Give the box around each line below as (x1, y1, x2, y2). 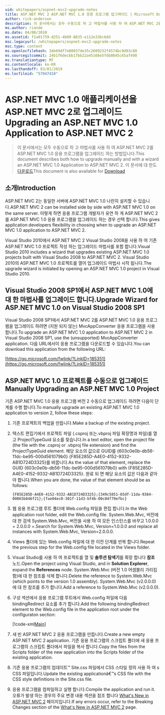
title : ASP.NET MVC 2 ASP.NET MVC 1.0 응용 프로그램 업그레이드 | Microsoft (5, 12, 155, 17)
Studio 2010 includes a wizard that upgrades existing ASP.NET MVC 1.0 (5, 249, 150, 255)
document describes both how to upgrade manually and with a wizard (17, 156, 159, 162)
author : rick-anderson (5, 16, 52, 21)
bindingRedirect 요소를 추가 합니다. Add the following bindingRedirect (12, 601, 150, 607)
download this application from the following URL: (5, 346, 106, 352)
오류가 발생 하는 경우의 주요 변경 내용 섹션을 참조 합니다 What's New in (12, 692, 149, 699)
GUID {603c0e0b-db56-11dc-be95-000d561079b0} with (12, 465, 127, 471)
